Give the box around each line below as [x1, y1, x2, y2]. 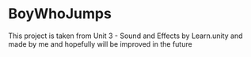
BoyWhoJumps [8, 5, 112, 23]
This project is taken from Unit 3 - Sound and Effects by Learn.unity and [8, 31, 243, 40]
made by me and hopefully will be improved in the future [8, 39, 192, 48]
